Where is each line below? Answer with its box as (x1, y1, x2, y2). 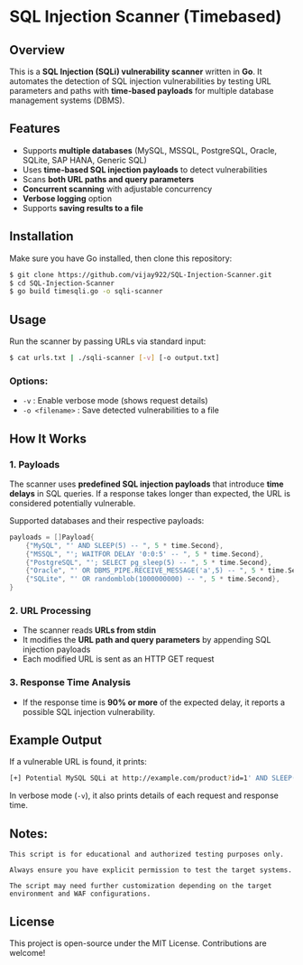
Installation (9, 228, 74, 245)
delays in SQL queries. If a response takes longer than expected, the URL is (9, 487, 291, 498)
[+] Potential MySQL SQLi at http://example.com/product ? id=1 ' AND (9, 774, 269, 783)
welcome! (9, 947, 46, 958)
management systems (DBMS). (9, 95, 125, 106)
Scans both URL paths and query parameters (22, 173, 195, 184)
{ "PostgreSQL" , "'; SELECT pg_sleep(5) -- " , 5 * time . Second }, (25, 558, 272, 567)
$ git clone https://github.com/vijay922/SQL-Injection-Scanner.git (9, 270, 272, 279)
